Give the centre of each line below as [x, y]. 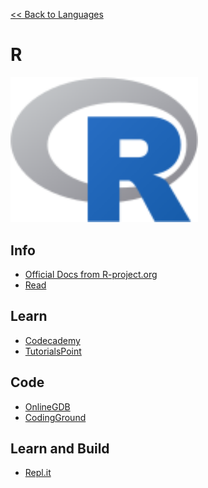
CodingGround [55, 417]
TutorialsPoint [53, 351]
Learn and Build [60, 449]
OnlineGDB [47, 406]
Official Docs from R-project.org [91, 274]
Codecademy [52, 340]
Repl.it [38, 473]
